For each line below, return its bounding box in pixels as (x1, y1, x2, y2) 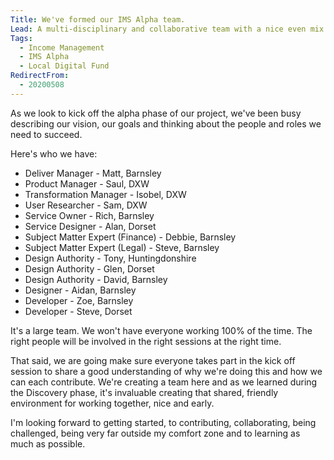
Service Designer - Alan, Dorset (24, 220, 157, 232)
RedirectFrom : (10, 71, 70, 81)
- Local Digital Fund (19, 61, 110, 71)
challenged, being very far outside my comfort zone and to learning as (10, 427, 301, 439)
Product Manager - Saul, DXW (24, 177, 150, 190)
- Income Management (19, 42, 105, 53)
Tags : (10, 33, 33, 43)
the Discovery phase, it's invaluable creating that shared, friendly (10, 386, 279, 398)
